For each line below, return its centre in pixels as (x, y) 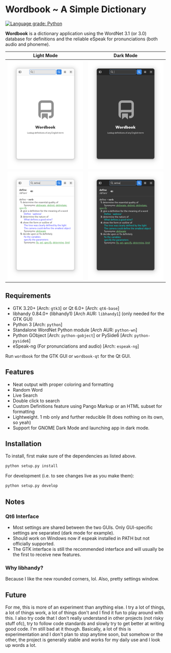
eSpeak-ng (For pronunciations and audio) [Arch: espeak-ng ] (76, 346)
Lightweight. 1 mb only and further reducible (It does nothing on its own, (88, 417)
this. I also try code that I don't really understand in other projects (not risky (84, 618)
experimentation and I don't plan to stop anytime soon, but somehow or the (84, 634)
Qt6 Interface (22, 516)
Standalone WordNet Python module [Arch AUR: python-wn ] (75, 330)
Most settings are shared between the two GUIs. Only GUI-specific (83, 527)
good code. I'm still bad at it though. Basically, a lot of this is (68, 628)
